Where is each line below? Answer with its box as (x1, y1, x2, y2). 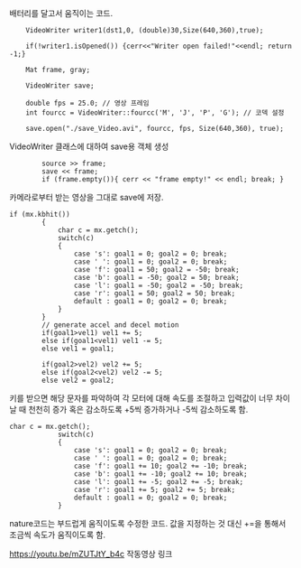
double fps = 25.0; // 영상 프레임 (25, 98, 150, 107)
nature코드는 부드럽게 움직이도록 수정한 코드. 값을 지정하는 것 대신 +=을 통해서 (9, 518, 287, 528)
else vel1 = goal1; (41, 344, 115, 353)
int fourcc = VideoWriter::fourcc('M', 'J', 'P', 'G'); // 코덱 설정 (25, 108, 285, 117)
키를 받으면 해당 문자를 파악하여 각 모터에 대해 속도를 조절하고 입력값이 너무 (9, 393, 274, 404)
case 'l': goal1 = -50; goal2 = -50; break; (73, 281, 244, 290)
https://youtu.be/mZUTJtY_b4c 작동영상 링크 (9, 549, 173, 559)
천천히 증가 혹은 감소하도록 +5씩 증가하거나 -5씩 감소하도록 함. (28, 405, 249, 414)
